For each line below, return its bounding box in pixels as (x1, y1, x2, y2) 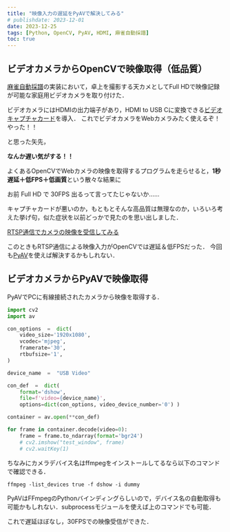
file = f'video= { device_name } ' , (19, 395, 107, 402)
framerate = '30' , (19, 345, 67, 352)
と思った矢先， (7, 137, 50, 145)
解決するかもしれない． (52, 251, 119, 259)
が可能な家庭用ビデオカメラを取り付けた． (7, 91, 128, 99)
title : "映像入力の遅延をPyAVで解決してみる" (7, 10, 125, 17)
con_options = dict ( (7, 325, 72, 332)
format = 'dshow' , (19, 388, 67, 396)
